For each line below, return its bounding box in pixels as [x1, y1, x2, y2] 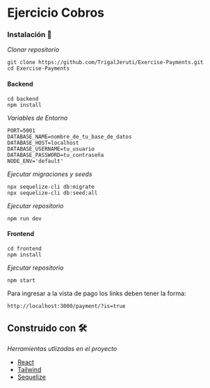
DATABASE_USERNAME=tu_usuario [7, 145, 95, 153]
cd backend [7, 95, 39, 102]
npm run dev [7, 215, 42, 222]
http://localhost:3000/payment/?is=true [7, 302, 127, 309]
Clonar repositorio [7, 45, 60, 54]
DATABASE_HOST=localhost [7, 139, 79, 146]
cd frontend [7, 245, 42, 252]
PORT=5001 [7, 127, 36, 134]
